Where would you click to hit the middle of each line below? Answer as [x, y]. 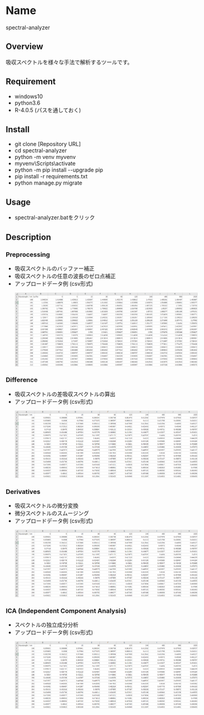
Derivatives [23, 491]
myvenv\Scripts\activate [45, 164]
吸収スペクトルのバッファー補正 [55, 268]
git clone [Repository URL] [47, 144]
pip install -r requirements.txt [51, 177]
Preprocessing [28, 255]
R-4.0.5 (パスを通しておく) [48, 110]
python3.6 [27, 103]
